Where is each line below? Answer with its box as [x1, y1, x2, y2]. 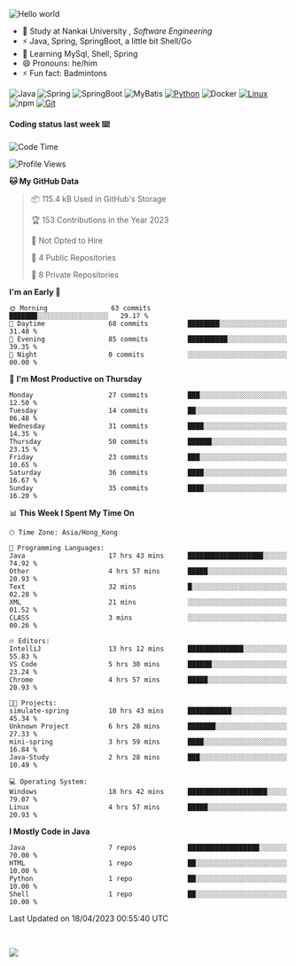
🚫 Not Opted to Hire [30, 235, 104, 246]
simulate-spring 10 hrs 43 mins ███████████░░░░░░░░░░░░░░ [9, 706, 288, 716]
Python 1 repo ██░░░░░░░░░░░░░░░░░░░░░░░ [9, 875, 288, 884]
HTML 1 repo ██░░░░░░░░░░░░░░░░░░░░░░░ [9, 859, 288, 868]
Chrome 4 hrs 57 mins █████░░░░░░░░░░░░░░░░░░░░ [9, 675, 288, 685]
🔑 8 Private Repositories [30, 269, 120, 280]
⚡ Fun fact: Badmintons [21, 68, 108, 78]
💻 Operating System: [9, 777, 89, 787]
